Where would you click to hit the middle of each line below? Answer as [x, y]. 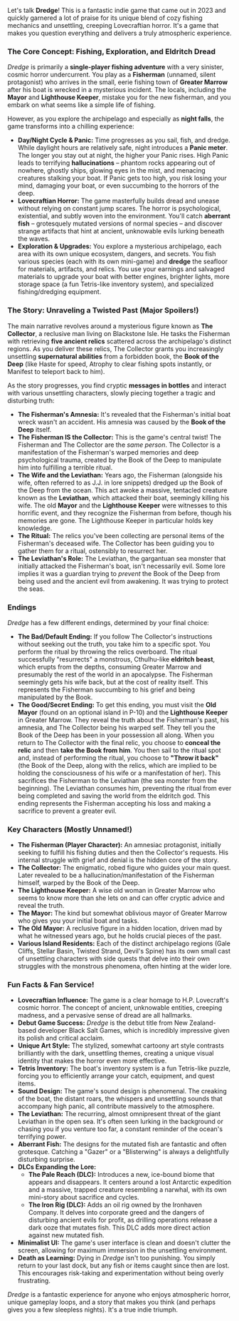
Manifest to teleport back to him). [56, 371]
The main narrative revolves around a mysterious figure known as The [110, 326]
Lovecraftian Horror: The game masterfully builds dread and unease [118, 201]
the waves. [34, 239]
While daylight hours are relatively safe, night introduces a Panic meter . [123, 148]
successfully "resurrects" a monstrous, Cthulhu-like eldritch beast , [116, 659]
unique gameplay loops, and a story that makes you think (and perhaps [111, 1302]
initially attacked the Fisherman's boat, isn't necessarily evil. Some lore [121, 566]
